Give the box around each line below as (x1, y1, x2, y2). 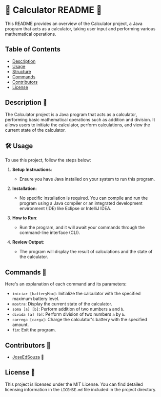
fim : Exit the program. (12, 327, 56, 333)
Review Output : (12, 239, 44, 245)
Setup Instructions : (12, 166, 52, 173)
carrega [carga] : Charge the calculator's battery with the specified (12, 317, 147, 323)
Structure (12, 69, 31, 74)
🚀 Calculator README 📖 (5, 4, 102, 16)
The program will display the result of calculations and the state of (19, 249, 153, 255)
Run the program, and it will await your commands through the (19, 225, 145, 231)
